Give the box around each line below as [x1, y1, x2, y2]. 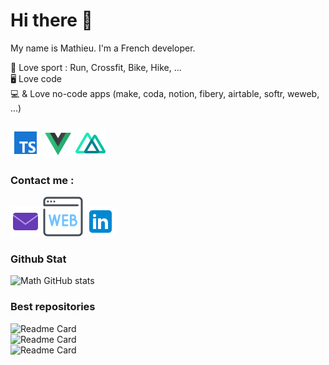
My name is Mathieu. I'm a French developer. [10, 42, 196, 54]
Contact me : [10, 173, 75, 187]
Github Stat [10, 252, 67, 266]
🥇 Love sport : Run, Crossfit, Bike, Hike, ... [10, 61, 182, 73]
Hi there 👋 [10, 9, 93, 32]
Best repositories [10, 300, 96, 314]
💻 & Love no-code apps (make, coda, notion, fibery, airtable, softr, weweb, [10, 87, 320, 99]
